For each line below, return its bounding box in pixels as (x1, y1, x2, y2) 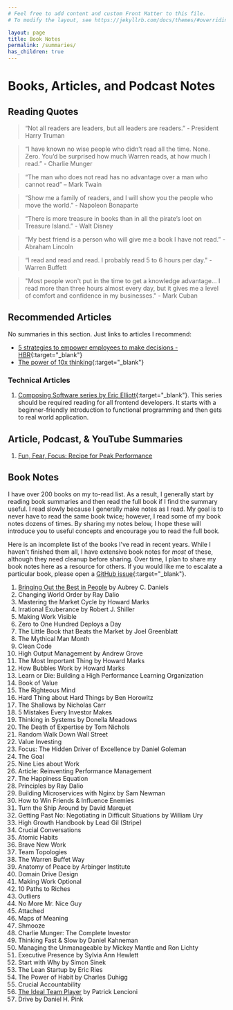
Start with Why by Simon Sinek (17, 958, 106, 966)
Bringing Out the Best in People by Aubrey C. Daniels (17, 583, 169, 591)
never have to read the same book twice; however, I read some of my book (8, 512, 221, 520)
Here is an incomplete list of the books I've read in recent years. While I (8, 540, 212, 548)
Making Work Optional (17, 877, 82, 885)
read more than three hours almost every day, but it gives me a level (24, 285, 219, 292)
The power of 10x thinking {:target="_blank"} (17, 358, 145, 366)
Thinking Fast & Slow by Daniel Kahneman (17, 936, 138, 944)
